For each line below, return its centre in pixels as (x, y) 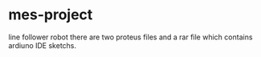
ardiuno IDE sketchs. (43, 45)
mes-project (51, 15)
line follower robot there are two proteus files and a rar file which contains (130, 37)
